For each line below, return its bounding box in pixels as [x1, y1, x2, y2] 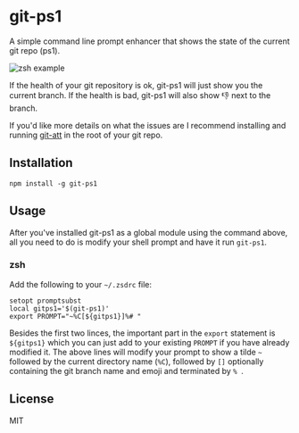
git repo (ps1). [9, 45, 61, 55]
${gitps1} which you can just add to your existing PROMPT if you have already [9, 337, 290, 347]
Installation [9, 155, 73, 171]
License [9, 391, 54, 407]
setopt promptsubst [9, 296, 82, 305]
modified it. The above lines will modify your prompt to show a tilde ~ [9, 346, 263, 357]
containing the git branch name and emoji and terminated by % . [9, 365, 244, 376]
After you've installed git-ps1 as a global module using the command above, [9, 227, 288, 237]
